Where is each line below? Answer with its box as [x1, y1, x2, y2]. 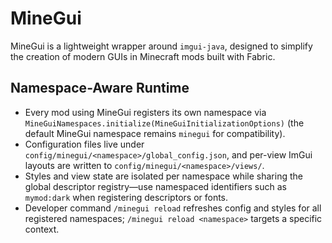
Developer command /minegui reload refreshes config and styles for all [24, 202, 322, 214]
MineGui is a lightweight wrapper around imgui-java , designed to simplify [10, 40, 313, 52]
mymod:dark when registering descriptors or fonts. [24, 191, 229, 203]
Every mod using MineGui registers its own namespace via [24, 106, 267, 118]
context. [24, 223, 60, 235]
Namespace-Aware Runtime [10, 80, 190, 97]
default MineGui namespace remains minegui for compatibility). [24, 127, 286, 139]
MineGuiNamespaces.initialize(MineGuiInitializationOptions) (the [24, 117, 305, 129]
